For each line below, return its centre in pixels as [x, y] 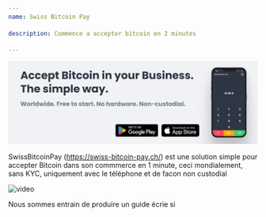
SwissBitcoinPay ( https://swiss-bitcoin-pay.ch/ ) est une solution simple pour [133, 157]
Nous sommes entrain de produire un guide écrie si [92, 204]
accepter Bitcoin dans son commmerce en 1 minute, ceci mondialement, [125, 166]
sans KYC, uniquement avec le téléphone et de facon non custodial [118, 173]
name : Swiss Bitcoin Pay [49, 17]
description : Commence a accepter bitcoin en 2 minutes [102, 33]
